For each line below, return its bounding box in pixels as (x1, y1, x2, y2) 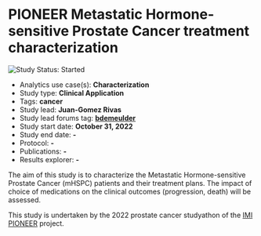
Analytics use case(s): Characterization (19, 80, 150, 89)
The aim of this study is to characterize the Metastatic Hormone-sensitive (8, 170, 246, 180)
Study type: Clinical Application (19, 88, 124, 97)
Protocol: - (19, 138, 55, 147)
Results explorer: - (19, 154, 80, 164)
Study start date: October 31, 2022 (19, 122, 133, 131)
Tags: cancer (19, 96, 63, 106)
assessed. (8, 194, 42, 205)
